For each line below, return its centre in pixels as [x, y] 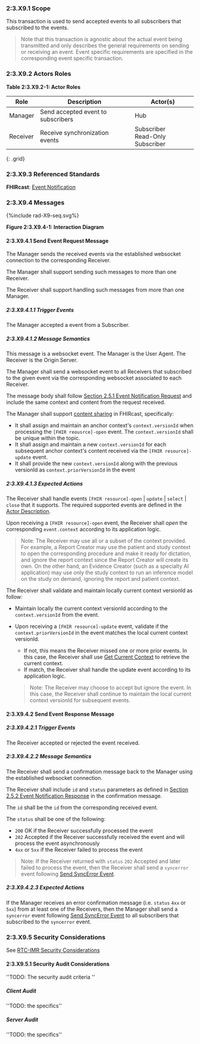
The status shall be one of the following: [56, 819]
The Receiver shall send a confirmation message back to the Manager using [99, 771]
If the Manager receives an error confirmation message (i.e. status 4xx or [96, 902]
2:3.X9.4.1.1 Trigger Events [40, 310]
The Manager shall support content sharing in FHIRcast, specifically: [90, 414]
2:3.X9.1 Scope [29, 8]
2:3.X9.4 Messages [35, 203]
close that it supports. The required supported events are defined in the [94, 505]
